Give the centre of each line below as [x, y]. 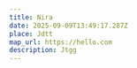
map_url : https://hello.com [61, 42]
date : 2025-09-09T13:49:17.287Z [68, 26]
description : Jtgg [43, 50]
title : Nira [31, 17]
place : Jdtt [31, 34]
